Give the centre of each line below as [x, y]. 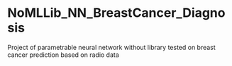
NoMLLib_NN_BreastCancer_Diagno [116, 13]
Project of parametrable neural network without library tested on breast [112, 47]
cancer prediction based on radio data [63, 55]
